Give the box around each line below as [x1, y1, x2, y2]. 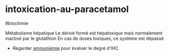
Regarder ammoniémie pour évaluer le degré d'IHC [12, 45, 119, 51]
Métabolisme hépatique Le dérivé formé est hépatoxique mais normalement [5, 30, 163, 36]
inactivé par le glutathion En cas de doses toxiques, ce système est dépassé [5, 35, 164, 41]
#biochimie [5, 20, 29, 26]
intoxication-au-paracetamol [5, 4, 129, 15]
